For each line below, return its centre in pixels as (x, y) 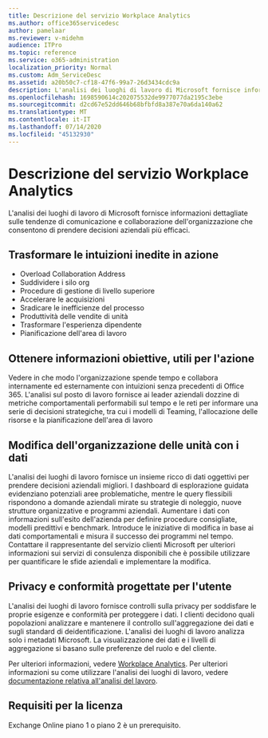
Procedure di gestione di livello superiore (87, 291)
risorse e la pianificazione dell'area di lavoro (81, 420)
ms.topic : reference (43, 53)
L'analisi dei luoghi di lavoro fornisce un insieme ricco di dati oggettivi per (129, 477)
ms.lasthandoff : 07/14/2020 (55, 127)
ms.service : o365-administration (64, 61)
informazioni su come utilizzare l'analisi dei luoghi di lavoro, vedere (118, 672)
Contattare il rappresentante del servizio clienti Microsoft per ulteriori (122, 545)
